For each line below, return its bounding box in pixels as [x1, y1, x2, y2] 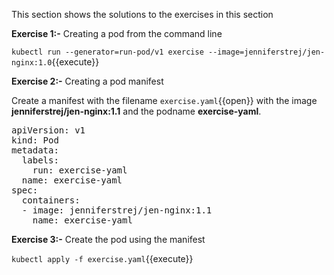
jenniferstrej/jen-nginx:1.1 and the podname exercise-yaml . [11, 105, 262, 117]
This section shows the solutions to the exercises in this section [11, 9, 274, 20]
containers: [21, 195, 81, 206]
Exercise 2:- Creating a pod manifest [11, 75, 164, 87]
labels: [21, 155, 59, 166]
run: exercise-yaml [32, 165, 128, 176]
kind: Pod [11, 135, 59, 146]
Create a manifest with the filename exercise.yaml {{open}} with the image [11, 95, 318, 106]
